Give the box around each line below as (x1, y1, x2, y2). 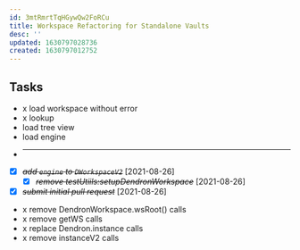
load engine (21, 131, 66, 142)
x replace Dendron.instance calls (21, 223, 144, 234)
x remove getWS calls (21, 213, 103, 224)
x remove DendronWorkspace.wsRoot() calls (21, 204, 187, 215)
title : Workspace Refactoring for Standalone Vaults (9, 21, 210, 30)
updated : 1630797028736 (9, 37, 98, 47)
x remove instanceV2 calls (21, 233, 120, 244)
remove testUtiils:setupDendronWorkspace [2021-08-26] (35, 176, 246, 187)
